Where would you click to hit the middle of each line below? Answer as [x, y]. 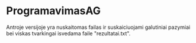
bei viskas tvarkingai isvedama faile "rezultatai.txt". [68, 33]
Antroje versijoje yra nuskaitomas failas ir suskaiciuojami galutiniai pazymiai [98, 27]
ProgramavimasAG [53, 11]
